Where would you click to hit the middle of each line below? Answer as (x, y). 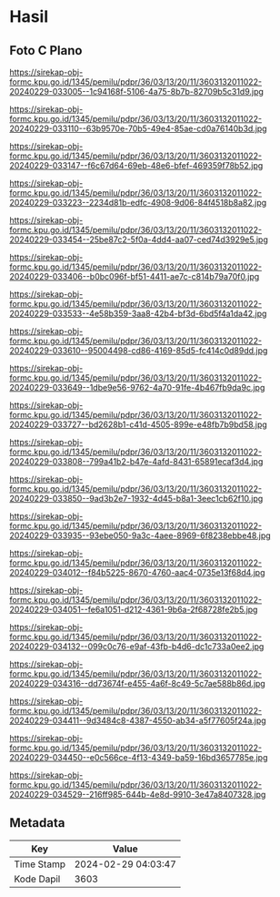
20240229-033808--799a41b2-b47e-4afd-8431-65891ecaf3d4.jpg (136, 461)
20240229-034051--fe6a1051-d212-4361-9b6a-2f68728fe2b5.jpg (134, 609)
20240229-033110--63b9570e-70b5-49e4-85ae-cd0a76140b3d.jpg (138, 128)
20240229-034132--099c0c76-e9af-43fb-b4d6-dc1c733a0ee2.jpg (137, 647)
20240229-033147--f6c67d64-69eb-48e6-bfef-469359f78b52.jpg (136, 165)
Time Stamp (40, 864)
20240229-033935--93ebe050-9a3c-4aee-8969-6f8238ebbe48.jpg (140, 535)
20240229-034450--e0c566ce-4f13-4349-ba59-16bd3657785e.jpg (139, 757)
